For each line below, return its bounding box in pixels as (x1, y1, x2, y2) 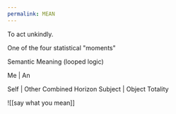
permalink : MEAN (7, 10, 55, 18)
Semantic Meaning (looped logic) (7, 57, 104, 66)
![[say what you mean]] (7, 98, 76, 107)
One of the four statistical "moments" (7, 43, 116, 52)
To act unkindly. (7, 30, 54, 38)
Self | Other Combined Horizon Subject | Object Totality (7, 84, 169, 93)
